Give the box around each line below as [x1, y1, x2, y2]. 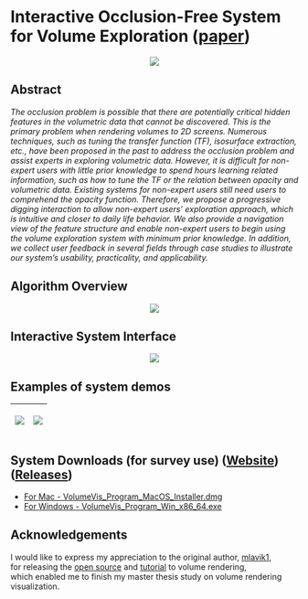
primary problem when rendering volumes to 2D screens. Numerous [10, 125, 268, 136]
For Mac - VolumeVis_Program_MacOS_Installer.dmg [23, 491, 223, 502]
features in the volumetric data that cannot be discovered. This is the [10, 116, 271, 127]
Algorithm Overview [10, 279, 128, 294]
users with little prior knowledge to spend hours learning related [37, 165, 278, 176]
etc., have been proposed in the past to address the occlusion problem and [10, 144, 295, 156]
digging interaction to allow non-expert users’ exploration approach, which [10, 203, 293, 214]
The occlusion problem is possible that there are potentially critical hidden [10, 106, 291, 117]
